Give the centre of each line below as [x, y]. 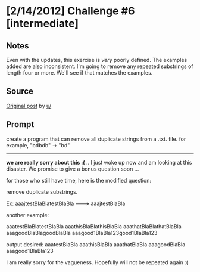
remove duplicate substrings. [42, 191]
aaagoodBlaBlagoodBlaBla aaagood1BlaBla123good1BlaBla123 [82, 233]
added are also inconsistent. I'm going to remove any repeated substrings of [100, 66]
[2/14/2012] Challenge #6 [71, 11]
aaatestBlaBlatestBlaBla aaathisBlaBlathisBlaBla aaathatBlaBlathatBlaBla [94, 226]
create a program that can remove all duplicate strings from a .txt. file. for [96, 139]
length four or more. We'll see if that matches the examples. [79, 72]
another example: [28, 215]
